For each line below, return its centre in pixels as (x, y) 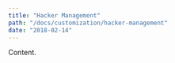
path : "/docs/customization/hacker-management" (88, 23)
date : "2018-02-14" (40, 30)
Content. (23, 53)
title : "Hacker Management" (55, 15)
